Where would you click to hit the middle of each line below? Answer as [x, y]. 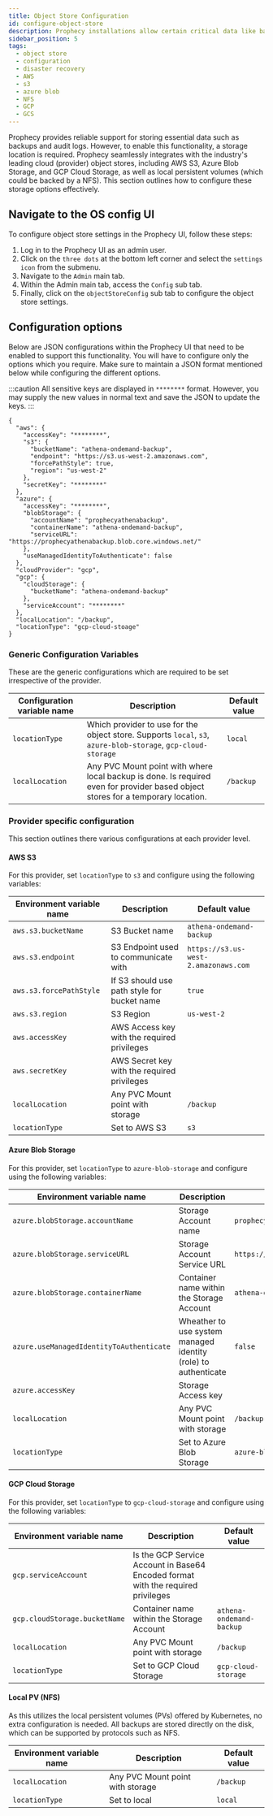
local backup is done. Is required [149, 776]
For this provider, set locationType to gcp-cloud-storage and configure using [136, 1502]
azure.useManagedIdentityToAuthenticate [91, 1346]
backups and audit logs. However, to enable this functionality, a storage [128, 146]
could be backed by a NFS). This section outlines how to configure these [130, 180]
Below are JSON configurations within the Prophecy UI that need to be [126, 347]
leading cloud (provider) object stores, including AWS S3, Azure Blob [124, 163]
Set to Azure [202, 1441]
